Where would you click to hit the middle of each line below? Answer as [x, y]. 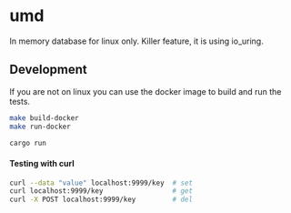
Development [49, 70]
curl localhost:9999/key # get [101, 191]
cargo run [28, 143]
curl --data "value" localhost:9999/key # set [101, 183]
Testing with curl [42, 163]
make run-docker [40, 127]
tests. [20, 101]
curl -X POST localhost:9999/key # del [101, 200]
